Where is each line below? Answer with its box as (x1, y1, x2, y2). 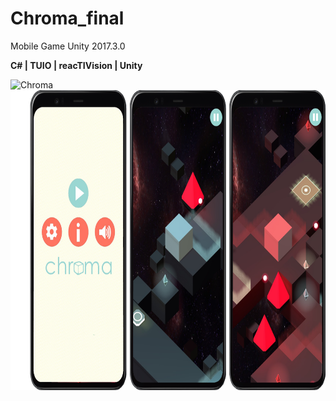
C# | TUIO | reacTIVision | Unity (10, 59, 143, 71)
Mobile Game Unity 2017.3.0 (10, 40, 126, 52)
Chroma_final (10, 7, 125, 30)
